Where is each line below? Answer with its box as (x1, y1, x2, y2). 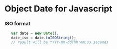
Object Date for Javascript (4, 3, 113, 14)
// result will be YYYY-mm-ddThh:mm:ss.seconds (11, 40, 109, 45)
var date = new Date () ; (11, 31, 59, 36)
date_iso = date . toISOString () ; (11, 36, 76, 40)
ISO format (4, 20, 31, 27)
